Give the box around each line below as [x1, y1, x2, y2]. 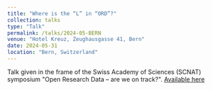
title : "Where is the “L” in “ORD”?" [7, 10, 117, 17]
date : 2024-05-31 [7, 42, 58, 49]
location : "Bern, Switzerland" [7, 49, 98, 56]
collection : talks [7, 17, 61, 24]
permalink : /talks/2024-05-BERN [7, 29, 101, 37]
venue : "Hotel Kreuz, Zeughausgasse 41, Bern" [7, 36, 145, 43]
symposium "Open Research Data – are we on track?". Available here [7, 75, 205, 83]
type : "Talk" [7, 23, 45, 30]
